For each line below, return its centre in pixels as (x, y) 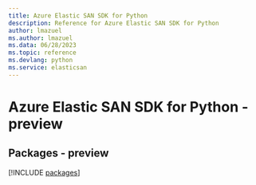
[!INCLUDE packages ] (44, 172)
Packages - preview (59, 154)
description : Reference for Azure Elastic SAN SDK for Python (114, 23)
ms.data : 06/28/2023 (43, 45)
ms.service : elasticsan (48, 68)
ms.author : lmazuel (41, 38)
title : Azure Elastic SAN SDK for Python (78, 16)
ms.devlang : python (41, 61)
